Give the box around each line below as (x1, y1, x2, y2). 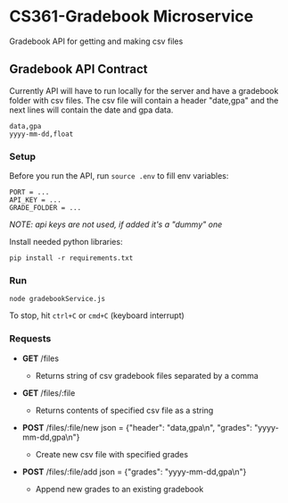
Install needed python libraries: (9, 237, 123, 247)
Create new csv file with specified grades (35, 449, 189, 459)
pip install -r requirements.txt (9, 254, 134, 263)
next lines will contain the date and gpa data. (9, 105, 174, 115)
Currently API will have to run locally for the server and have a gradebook (9, 85, 279, 96)
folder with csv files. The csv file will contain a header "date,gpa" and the (9, 95, 279, 105)
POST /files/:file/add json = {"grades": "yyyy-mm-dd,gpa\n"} (21, 466, 247, 477)
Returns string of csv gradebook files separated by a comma (35, 370, 259, 381)
